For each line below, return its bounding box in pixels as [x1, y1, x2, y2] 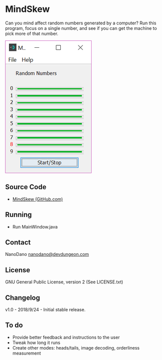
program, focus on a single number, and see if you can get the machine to [5, 25, 157, 31]
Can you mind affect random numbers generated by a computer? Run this [5, 20, 157, 26]
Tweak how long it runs [12, 340, 61, 346]
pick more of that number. [5, 30, 59, 36]
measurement [12, 350, 41, 356]
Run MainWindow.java [12, 224, 58, 230]
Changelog [5, 293, 40, 302]
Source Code [5, 183, 46, 191]
